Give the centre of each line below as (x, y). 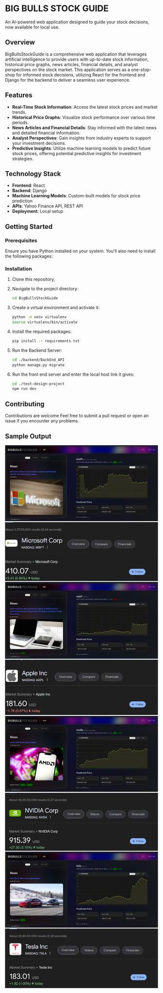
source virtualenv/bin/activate (45, 322)
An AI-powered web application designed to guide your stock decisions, (77, 22)
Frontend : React (28, 186)
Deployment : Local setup (38, 211)
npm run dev (24, 389)
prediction (22, 201)
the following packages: (29, 256)
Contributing (25, 404)
